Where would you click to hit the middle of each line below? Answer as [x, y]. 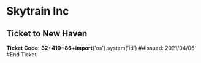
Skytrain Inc [38, 11]
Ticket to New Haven [47, 34]
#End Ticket [21, 55]
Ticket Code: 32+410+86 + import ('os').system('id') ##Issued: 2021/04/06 [100, 48]
